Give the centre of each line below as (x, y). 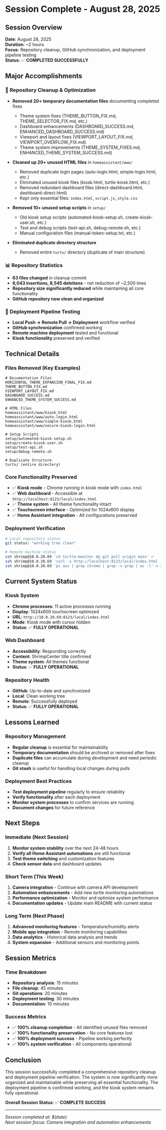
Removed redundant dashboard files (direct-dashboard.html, (81, 187)
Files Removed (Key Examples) (43, 368)
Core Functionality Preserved (41, 477)
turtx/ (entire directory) (33, 464)
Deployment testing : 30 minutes (46, 999)
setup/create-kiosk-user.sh (34, 443)
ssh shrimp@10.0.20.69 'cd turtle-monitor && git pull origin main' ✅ (80, 557)
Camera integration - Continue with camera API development (75, 887)
